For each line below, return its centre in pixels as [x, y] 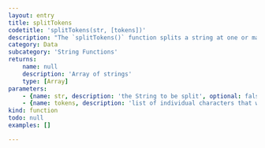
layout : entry [32, 15]
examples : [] [30, 125]
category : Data [33, 45]
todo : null [26, 118]
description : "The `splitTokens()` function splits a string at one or [128, 37]
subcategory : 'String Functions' [63, 52]
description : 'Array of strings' [77, 74]
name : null [40, 67]
